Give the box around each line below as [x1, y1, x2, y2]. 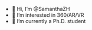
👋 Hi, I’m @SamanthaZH [11, 6, 70, 12]
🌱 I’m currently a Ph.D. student [11, 18, 86, 24]
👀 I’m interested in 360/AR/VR [11, 12, 84, 18]
